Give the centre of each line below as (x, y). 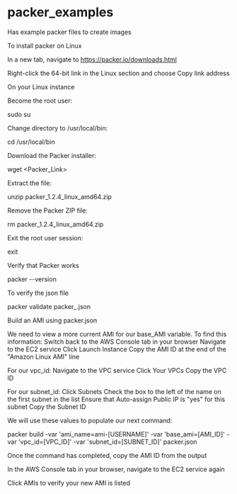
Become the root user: (40, 101)
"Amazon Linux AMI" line (44, 357)
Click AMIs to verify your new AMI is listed (69, 483)
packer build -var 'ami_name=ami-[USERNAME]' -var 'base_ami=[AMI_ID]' (116, 434)
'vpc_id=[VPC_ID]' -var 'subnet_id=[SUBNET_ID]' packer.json (108, 442)
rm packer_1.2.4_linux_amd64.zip (56, 224)
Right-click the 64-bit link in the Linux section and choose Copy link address (118, 73)
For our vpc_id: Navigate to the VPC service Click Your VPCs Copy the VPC (117, 370)
